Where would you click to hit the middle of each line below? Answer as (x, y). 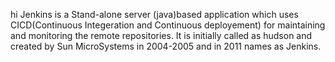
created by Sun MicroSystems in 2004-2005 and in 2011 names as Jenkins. (166, 46)
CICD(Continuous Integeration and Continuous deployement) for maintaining (168, 25)
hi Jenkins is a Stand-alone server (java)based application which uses (154, 14)
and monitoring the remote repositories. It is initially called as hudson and (161, 35)
